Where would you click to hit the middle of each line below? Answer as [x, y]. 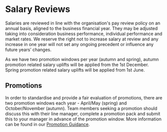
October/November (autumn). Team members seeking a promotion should [81, 108]
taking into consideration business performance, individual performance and [84, 33]
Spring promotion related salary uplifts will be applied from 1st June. [75, 70]
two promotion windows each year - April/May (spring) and [66, 103]
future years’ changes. [28, 49]
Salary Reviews [38, 9]
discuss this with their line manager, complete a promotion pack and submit [83, 113]
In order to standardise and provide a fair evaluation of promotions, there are [84, 97]
